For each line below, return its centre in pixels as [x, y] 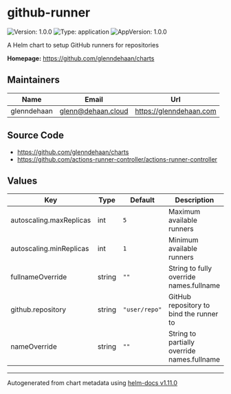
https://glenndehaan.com [176, 111]
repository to [189, 305]
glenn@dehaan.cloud [94, 111]
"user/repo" [142, 310]
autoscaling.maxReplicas [51, 220]
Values [22, 180]
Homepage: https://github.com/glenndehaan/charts [81, 58]
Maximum [184, 212]
